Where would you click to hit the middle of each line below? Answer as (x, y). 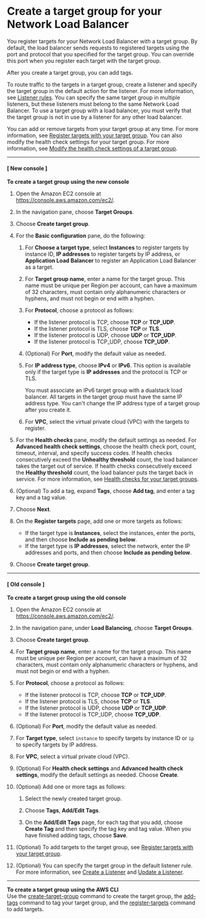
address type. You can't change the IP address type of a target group (112, 403)
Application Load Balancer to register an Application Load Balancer (110, 261)
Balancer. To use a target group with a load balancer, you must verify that (99, 110)
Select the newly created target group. (73, 799)
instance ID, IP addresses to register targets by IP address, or (102, 254)
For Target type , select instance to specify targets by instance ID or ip (105, 738)
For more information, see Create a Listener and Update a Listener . (100, 872)
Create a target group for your (84, 11)
